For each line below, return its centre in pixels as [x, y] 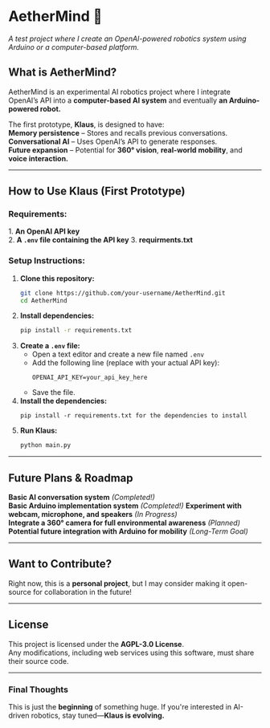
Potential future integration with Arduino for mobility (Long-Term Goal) [129, 531]
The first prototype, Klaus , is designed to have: [86, 124]
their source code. [39, 661]
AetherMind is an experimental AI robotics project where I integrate [119, 92]
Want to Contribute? [60, 564]
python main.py [45, 445]
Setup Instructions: [47, 261]
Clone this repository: [57, 278]
